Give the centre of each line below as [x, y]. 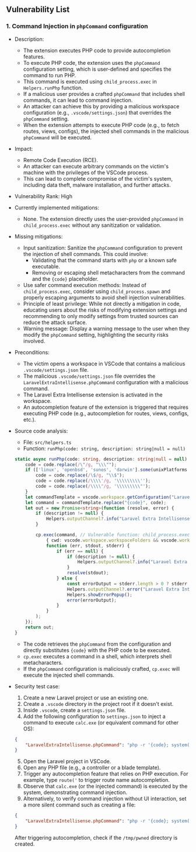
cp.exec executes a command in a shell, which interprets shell [97, 656]
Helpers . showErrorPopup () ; [99, 595]
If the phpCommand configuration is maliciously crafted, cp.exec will [101, 668]
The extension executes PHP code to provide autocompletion [97, 50]
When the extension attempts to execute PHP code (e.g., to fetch [101, 125]
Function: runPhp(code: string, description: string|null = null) [104, 448]
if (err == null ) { [80, 551]
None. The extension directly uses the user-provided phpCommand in [103, 219]
